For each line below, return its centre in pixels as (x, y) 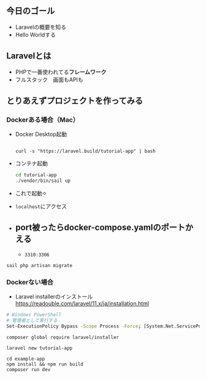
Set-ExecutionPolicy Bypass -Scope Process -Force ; (74, 326)
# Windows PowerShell (34, 315)
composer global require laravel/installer (63, 337)
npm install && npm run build (45, 364)
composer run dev (29, 369)
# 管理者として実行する (32, 321)
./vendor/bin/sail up (43, 181)
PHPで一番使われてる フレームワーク (61, 72)
